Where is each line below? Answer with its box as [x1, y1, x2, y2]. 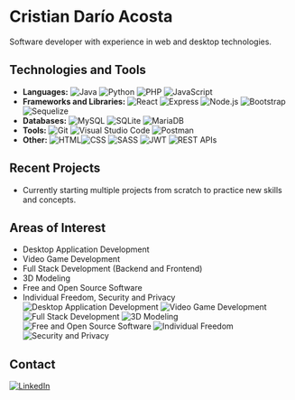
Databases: [22, 115, 68, 126]
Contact [9, 357, 56, 372]
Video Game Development [22, 254, 120, 265]
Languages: [22, 86, 69, 97]
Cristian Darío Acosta [9, 6, 173, 27]
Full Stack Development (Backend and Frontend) [22, 264, 203, 274]
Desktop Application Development [22, 244, 151, 255]
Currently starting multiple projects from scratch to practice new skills [22, 184, 282, 195]
